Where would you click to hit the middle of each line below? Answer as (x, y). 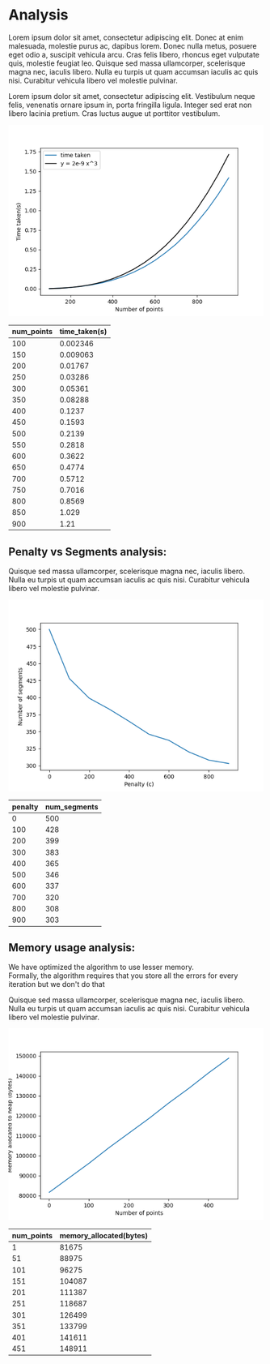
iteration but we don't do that (57, 984)
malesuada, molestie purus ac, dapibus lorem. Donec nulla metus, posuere (133, 45)
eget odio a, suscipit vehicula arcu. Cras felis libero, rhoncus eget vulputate (134, 54)
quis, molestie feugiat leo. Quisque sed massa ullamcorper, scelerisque (127, 63)
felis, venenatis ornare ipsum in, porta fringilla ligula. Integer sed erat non (130, 105)
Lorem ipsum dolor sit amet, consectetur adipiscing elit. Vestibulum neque (132, 96)
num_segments (72, 806)
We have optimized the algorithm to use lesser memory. (101, 967)
